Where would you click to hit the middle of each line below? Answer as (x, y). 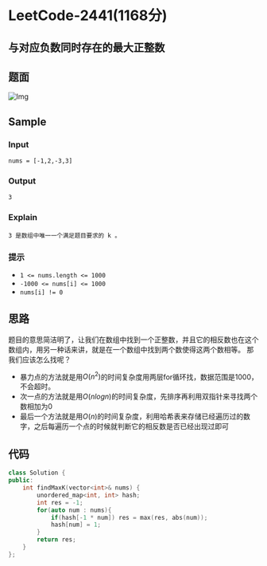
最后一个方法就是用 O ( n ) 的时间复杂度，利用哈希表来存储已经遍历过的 (132, 417)
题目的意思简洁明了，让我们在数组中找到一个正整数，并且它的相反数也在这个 (133, 340)
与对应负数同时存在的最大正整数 (87, 47)
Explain (23, 218)
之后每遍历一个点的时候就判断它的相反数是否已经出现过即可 (131, 426)
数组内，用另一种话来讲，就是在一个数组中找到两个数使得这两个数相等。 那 (131, 349)
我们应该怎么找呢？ (40, 360)
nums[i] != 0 (41, 292)
